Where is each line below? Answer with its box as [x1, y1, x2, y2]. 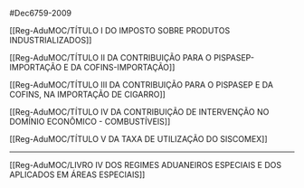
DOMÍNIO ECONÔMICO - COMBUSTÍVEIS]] [9, 117, 171, 127]
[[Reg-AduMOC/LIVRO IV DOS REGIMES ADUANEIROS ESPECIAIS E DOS [9, 160, 282, 170]
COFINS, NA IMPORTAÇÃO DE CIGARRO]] [9, 89, 166, 99]
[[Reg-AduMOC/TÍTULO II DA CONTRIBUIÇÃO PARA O [9, 52, 213, 62]
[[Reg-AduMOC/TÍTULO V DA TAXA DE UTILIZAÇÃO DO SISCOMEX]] [9, 134, 269, 144]
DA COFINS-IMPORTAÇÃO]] [71, 62, 176, 72]
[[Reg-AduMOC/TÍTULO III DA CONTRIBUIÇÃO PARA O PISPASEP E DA [9, 80, 274, 89]
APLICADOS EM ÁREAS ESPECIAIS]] [9, 169, 146, 180]
